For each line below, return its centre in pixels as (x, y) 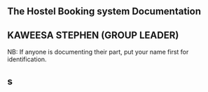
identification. (27, 59)
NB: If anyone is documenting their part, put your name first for (98, 52)
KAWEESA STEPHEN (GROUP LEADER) (93, 35)
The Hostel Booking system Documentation (104, 11)
